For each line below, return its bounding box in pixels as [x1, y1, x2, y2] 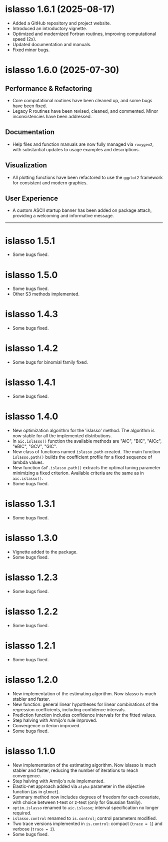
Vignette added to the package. [12, 548, 78, 554]
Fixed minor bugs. [12, 47, 50, 53]
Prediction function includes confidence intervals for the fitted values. [12, 712, 156, 718]
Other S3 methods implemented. [12, 291, 80, 297]
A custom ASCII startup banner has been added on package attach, [12, 207, 152, 213]
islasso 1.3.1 [5, 498, 55, 509]
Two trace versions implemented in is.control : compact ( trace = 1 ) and [12, 820, 162, 826]
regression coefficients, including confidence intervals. [12, 706, 126, 712]
